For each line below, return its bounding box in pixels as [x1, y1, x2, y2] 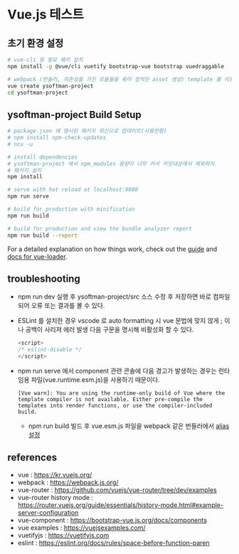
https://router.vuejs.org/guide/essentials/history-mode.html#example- [17, 501, 224, 509]
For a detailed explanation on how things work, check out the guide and [7, 245, 218, 253]
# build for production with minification [7, 206, 135, 213]
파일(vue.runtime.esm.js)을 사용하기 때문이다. [31, 375, 160, 384]
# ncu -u [7, 140, 33, 148]
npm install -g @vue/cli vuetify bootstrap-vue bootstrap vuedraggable [7, 63, 224, 70]
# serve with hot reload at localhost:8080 [7, 186, 139, 193]
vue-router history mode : [17, 493, 94, 501]
